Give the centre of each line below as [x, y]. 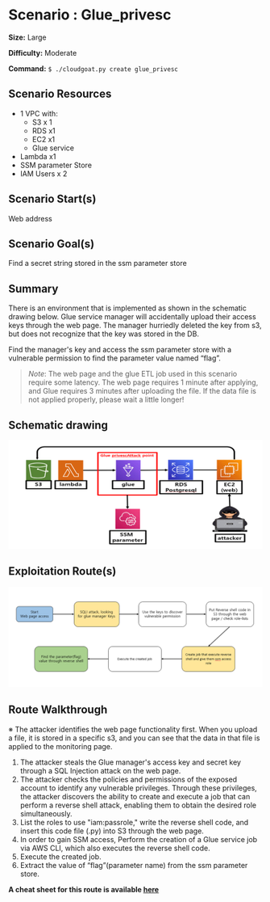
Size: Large [27, 37]
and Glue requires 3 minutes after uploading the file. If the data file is [142, 391]
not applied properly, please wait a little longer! [106, 400]
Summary [33, 289]
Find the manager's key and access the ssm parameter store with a [120, 350]
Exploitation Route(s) [62, 571]
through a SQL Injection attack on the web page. [100, 770]
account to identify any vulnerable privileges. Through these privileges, [139, 788]
